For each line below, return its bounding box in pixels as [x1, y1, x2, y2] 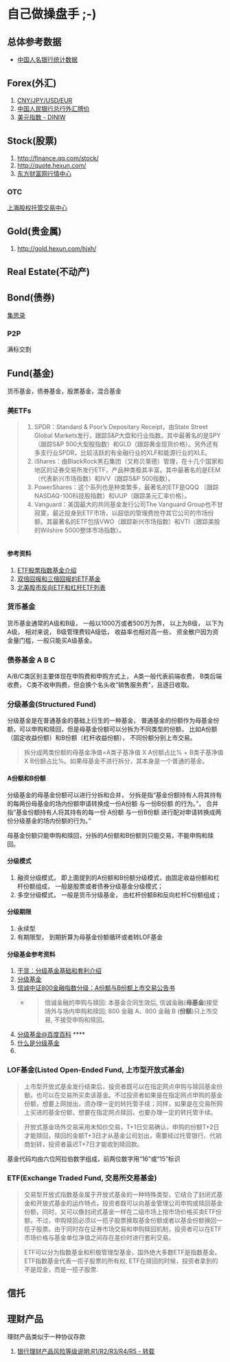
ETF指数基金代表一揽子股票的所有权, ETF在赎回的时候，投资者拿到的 [23, 1257, 218, 1265]
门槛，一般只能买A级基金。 [19, 636, 96, 644]
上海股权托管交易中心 [7, 203, 67, 211]
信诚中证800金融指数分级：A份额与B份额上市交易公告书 [16, 984, 175, 992]
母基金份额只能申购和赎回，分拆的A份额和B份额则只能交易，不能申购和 [7, 831, 208, 839]
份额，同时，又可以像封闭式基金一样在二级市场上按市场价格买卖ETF [23, 1207, 216, 1216]
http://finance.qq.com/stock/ [16, 154, 99, 162]
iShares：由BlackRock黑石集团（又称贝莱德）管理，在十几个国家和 [34, 457, 224, 466]
